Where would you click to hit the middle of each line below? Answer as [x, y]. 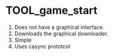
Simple [23, 40]
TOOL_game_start [52, 11]
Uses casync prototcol [42, 46]
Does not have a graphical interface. [59, 27]
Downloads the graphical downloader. [61, 33]
